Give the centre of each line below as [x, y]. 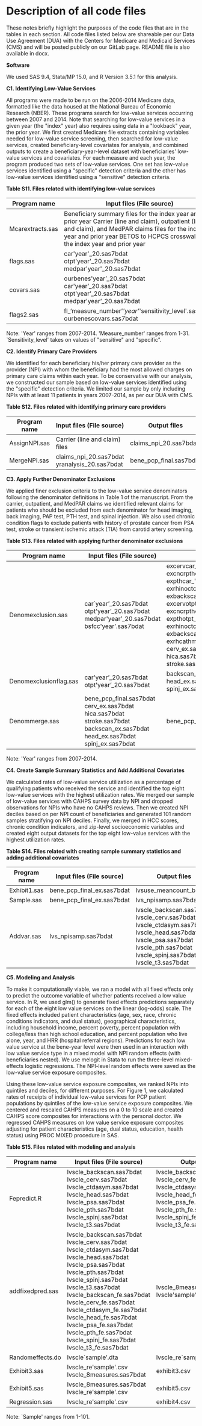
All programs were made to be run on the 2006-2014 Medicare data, [91, 100]
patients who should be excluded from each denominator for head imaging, [99, 510]
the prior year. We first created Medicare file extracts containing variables [98, 132]
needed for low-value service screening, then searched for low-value [92, 138]
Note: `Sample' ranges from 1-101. [48, 1416]
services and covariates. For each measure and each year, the [98, 157]
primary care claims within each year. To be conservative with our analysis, [99, 375]
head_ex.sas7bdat [110, 736]
